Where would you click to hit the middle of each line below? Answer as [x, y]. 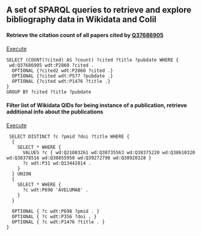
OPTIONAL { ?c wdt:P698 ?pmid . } [56, 211]
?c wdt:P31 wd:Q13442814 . [57, 163]
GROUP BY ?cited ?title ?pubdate [49, 92]
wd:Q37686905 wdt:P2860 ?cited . [52, 65]
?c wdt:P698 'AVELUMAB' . [55, 190]
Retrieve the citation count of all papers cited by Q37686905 [85, 35]
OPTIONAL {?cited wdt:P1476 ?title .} [61, 81]
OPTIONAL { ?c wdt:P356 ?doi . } [54, 216]
